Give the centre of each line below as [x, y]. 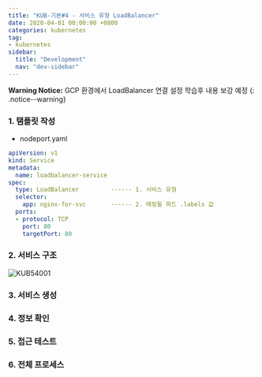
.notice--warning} [37, 99]
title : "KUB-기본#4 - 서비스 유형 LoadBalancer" [84, 15]
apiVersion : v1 [33, 153]
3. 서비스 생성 [33, 295]
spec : [17, 182]
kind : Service [32, 160]
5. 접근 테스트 [32, 342]
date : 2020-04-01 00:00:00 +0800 [63, 23]
